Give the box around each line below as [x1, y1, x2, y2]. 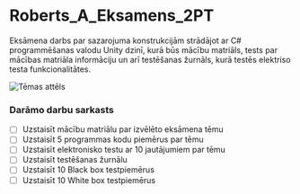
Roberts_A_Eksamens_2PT [9, 5, 215, 26]
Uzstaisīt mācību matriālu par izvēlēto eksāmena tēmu [22, 124, 225, 135]
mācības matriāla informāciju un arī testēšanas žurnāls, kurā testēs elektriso [9, 54, 291, 65]
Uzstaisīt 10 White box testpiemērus [22, 174, 155, 185]
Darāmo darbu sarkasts [9, 103, 114, 116]
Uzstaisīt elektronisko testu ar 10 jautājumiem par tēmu [22, 145, 226, 155]
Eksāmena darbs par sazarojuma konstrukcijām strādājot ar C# [9, 35, 243, 46]
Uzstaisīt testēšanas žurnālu [22, 154, 128, 165]
